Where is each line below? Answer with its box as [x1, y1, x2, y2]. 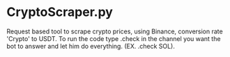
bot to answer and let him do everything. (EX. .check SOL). [6, 42, 176, 50]
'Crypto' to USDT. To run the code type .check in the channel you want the [6, 34, 221, 42]
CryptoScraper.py [6, 4, 113, 20]
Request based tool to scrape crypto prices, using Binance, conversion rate [6, 27, 224, 35]
